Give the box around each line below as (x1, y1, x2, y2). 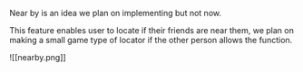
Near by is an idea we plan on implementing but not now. (9, 8, 222, 18)
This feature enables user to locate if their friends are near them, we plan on (9, 25, 295, 35)
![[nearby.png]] (9, 52, 66, 62)
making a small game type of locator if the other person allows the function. (9, 35, 293, 45)
